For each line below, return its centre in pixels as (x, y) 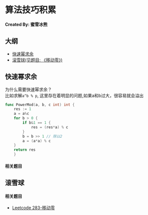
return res (25, 150)
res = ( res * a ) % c (49, 127)
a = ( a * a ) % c (37, 141)
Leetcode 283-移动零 (33, 208)
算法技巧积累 (31, 10)
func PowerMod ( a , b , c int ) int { (40, 105)
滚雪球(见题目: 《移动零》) (37, 60)
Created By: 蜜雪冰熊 (26, 24)
